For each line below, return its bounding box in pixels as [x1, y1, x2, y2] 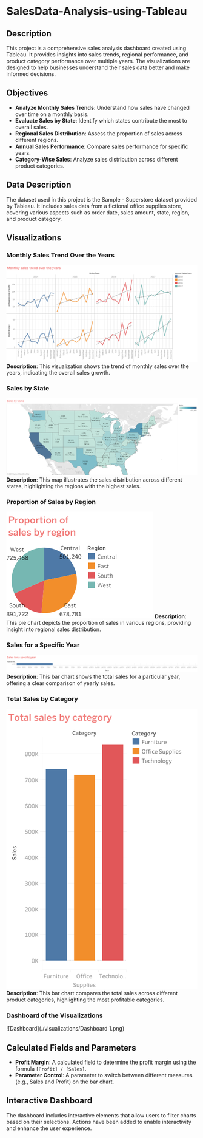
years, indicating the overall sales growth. [6, 369, 110, 376]
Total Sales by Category [6, 695, 79, 703]
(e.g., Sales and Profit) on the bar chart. [15, 1078, 115, 1085]
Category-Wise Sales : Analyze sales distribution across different [15, 155, 178, 163]
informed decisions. [6, 70, 56, 77]
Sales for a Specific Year [6, 641, 80, 649]
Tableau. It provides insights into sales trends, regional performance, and [6, 51, 189, 58]
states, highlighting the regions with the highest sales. [6, 483, 141, 490]
